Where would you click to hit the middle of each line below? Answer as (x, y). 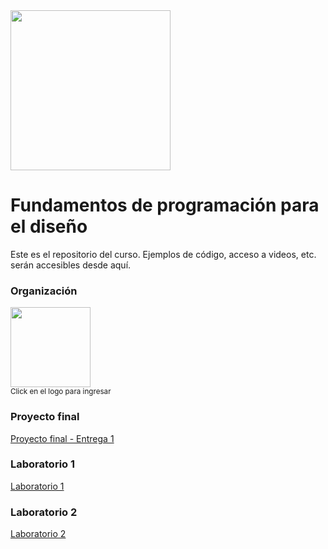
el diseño (49, 226)
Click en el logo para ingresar (61, 392)
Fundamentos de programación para (165, 205)
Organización (44, 291)
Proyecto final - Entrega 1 (62, 438)
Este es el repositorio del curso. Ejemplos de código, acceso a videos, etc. (163, 254)
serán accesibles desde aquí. (71, 265)
